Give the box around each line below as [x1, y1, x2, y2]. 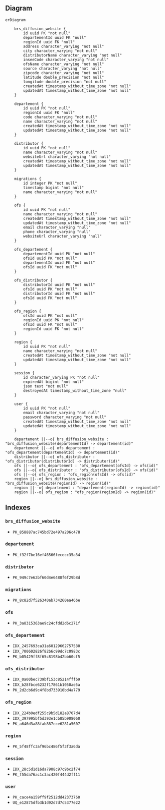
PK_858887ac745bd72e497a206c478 [12, 530, 80, 535]
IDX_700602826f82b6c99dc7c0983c [12, 649, 80, 654]
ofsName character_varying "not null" [23, 62, 104, 67]
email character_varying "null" [23, 224, 91, 230]
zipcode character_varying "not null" [23, 70, 104, 75]
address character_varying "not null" [23, 44, 104, 49]
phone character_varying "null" [23, 229, 91, 234]
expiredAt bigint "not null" [23, 379, 84, 384]
